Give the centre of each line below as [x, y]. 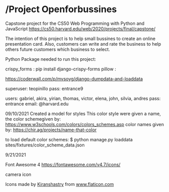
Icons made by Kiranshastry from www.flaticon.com [60, 184]
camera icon [18, 174]
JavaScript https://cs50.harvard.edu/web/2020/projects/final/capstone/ [80, 28]
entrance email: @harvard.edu [37, 104]
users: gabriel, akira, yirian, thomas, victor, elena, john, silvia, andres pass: [83, 98]
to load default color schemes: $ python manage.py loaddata [69, 139]
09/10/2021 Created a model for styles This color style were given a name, [83, 113]
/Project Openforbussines [61, 9]
